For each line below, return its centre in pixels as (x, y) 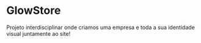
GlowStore (34, 11)
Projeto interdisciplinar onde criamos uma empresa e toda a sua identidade (101, 27)
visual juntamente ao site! (38, 33)
